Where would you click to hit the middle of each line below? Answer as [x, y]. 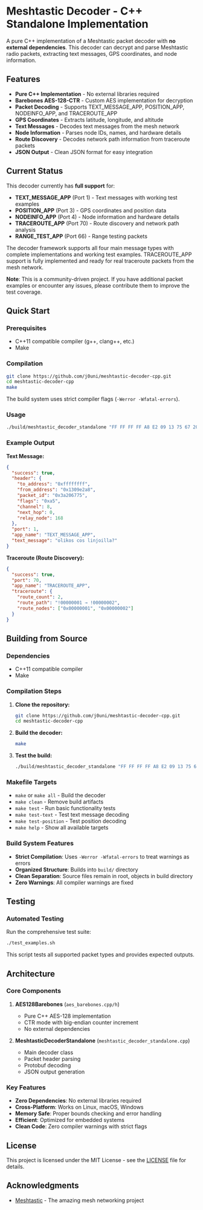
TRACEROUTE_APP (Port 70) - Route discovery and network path [97, 223]
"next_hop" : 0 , [36, 512]
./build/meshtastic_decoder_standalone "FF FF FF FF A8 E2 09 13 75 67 [98, 427]
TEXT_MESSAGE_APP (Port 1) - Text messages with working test [96, 197]
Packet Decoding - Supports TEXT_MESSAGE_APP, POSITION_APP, [100, 107]
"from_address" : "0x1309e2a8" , [56, 490]
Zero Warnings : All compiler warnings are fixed [74, 882]
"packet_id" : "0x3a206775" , [52, 496]
